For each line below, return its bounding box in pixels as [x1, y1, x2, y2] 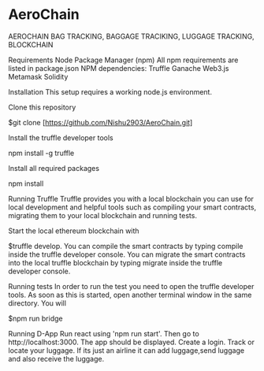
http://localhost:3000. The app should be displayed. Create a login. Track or [8, 337, 255, 347]
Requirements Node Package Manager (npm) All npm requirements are [8, 55, 239, 65]
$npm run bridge [8, 313, 63, 323]
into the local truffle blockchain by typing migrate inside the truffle [8, 258, 223, 267]
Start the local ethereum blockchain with [8, 226, 139, 236]
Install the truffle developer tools [8, 132, 114, 143]
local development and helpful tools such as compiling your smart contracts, [8, 202, 257, 212]
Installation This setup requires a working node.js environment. [8, 87, 213, 96]
